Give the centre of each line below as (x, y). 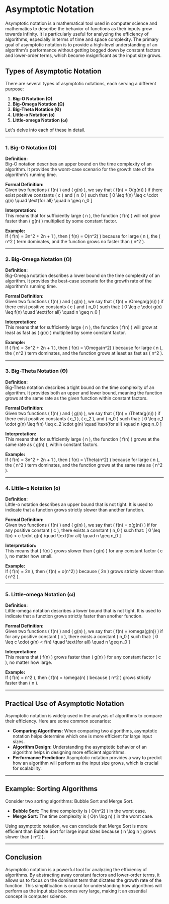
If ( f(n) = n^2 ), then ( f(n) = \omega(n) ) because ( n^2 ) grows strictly (78, 677)
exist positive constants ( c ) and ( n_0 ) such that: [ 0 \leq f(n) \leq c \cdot (82, 195)
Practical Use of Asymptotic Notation (65, 703)
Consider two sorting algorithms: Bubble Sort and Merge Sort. (69, 801)
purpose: (15, 89)
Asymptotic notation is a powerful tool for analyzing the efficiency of (76, 869)
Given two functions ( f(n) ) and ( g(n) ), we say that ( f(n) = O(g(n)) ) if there (84, 190)
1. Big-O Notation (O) (31, 147)
